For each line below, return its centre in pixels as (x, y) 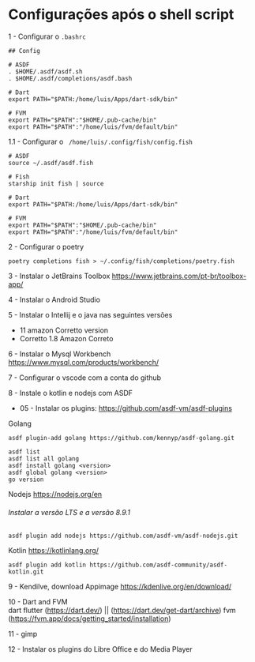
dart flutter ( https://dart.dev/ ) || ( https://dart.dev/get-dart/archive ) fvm (122, 611)
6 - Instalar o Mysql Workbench (60, 354)
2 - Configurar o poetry (46, 246)
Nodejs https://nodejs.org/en (55, 494)
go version (26, 480)
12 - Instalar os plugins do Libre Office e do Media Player (100, 649)
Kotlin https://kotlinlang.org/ (53, 551)
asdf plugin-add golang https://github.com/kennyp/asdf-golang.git (122, 438)
